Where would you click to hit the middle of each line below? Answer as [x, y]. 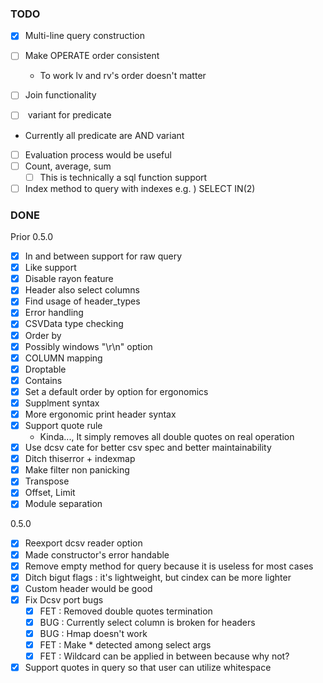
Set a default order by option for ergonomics [116, 391]
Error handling [54, 313]
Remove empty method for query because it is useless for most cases [169, 566]
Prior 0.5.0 [32, 237]
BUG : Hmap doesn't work [93, 633]
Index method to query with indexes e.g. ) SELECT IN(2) [140, 188]
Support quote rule [63, 426]
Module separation [63, 504]
